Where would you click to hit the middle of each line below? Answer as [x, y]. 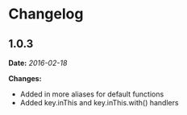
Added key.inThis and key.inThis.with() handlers [99, 103]
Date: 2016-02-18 [38, 63]
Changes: [25, 78]
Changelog [46, 14]
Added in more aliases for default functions [92, 94]
